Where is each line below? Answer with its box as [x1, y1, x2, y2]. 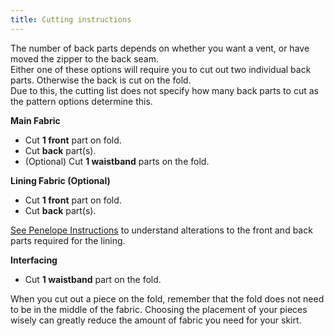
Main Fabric [10, 114, 61, 126]
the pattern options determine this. [10, 95, 153, 107]
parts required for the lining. [10, 234, 126, 246]
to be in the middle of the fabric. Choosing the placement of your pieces [10, 303, 308, 315]
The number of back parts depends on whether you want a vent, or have [10, 42, 310, 54]
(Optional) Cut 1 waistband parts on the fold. [24, 155, 210, 167]
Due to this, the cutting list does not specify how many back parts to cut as [10, 84, 319, 96]
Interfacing [10, 254, 58, 266]
